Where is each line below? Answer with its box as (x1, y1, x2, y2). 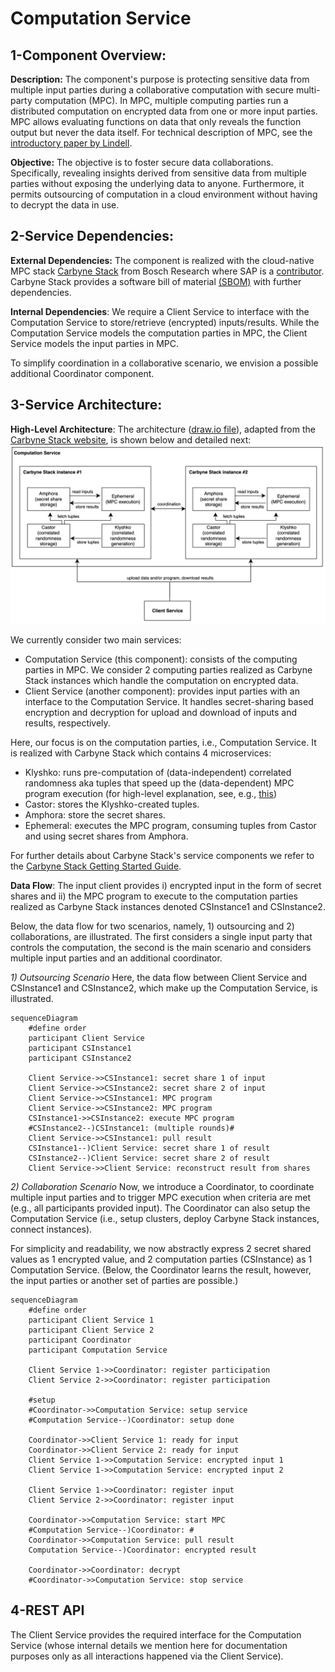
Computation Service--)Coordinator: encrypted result (28, 1545, 257, 1556)
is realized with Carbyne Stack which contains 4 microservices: (10, 747, 272, 759)
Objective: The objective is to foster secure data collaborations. (10, 157, 274, 168)
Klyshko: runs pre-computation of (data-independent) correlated (24, 767, 292, 779)
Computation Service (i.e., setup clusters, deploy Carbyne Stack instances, (10, 1213, 320, 1225)
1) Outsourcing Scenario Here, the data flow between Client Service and (10, 972, 308, 984)
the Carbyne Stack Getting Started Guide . (10, 860, 182, 872)
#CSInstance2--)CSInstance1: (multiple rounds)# (28, 1123, 235, 1134)
